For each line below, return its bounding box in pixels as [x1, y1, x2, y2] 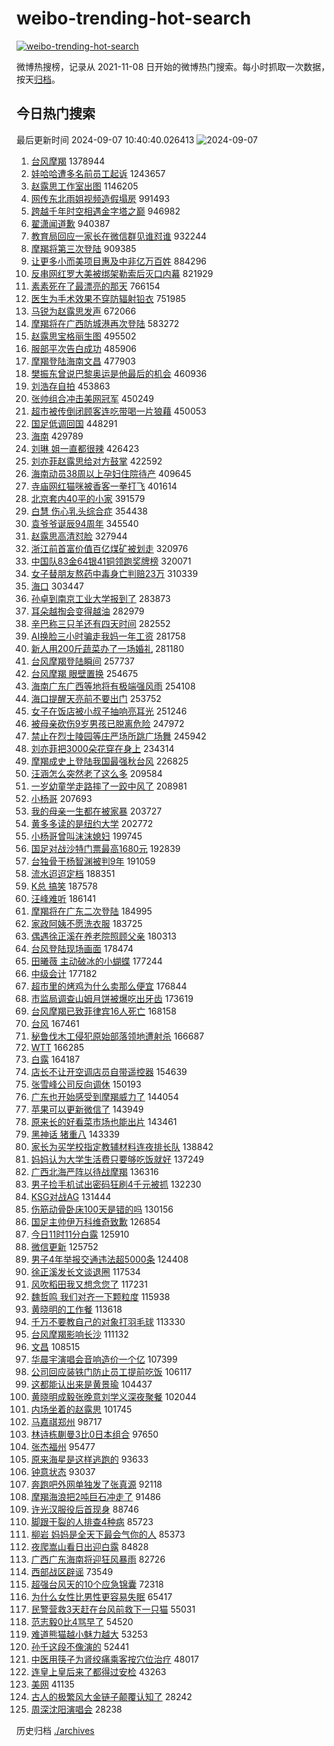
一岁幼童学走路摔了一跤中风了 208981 [30, 780, 188, 792]
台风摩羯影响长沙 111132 [30, 1328, 129, 1340]
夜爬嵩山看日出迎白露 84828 [30, 1540, 149, 1552]
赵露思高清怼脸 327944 [30, 530, 128, 542]
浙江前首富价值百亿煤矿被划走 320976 [30, 542, 189, 554]
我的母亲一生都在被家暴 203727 [30, 805, 163, 817]
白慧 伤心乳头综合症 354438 [30, 505, 149, 517]
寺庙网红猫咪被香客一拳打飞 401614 [30, 480, 178, 492]
